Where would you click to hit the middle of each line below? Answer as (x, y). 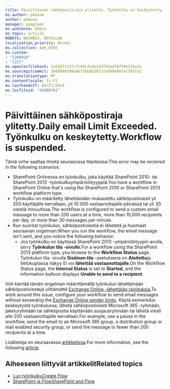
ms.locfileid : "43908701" (32, 90)
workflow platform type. (38, 193)
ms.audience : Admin (26, 29)
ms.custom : (17, 52)
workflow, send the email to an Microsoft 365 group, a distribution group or (84, 322)
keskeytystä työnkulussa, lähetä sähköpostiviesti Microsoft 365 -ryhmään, (83, 306)
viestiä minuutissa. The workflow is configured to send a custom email (86, 209)
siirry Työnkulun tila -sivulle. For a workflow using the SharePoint (89, 247)
